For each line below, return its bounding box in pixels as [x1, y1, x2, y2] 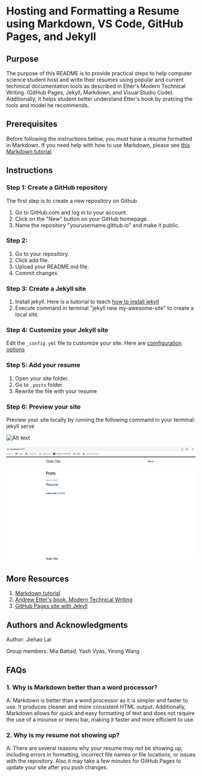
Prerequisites [6, 119, 58, 129]
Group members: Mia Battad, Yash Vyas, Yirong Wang [6, 648, 140, 655]
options [6, 346, 25, 353]
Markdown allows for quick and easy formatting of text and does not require [6, 709, 195, 717]
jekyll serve [6, 423, 35, 430]
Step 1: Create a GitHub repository [6, 184, 108, 192]
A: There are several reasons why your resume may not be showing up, [6, 744, 183, 752]
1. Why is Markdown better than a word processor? [6, 683, 158, 692]
